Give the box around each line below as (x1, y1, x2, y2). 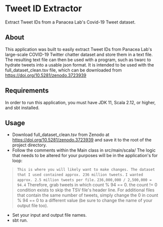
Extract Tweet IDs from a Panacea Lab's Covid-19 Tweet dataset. (5, 19, 136, 25)
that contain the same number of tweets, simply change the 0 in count (17, 192, 159, 198)
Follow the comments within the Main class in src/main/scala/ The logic (12, 147, 156, 153)
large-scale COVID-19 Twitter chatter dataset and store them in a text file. (5, 51, 153, 57)
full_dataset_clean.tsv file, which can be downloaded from (5, 67, 122, 73)
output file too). (17, 203, 48, 208)
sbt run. (12, 217, 28, 223)
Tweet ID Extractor (5, 3, 82, 14)
